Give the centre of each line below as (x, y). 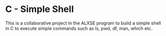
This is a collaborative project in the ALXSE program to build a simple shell (83, 23)
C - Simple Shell (39, 9)
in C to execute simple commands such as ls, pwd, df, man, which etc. (79, 28)
